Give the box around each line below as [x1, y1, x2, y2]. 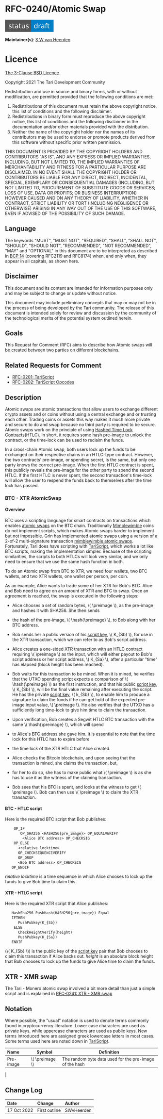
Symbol [36, 1049, 52, 1055]
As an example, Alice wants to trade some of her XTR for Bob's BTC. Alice [5, 583, 153, 589]
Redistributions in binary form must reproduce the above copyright [12, 113, 146, 119]
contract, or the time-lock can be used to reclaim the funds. [5, 437, 125, 443]
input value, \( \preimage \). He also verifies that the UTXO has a [25, 702, 154, 708]
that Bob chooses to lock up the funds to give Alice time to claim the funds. [5, 958, 155, 964]
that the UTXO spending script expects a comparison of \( [12, 676, 129, 682]
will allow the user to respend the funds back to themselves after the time [5, 477, 152, 483]
